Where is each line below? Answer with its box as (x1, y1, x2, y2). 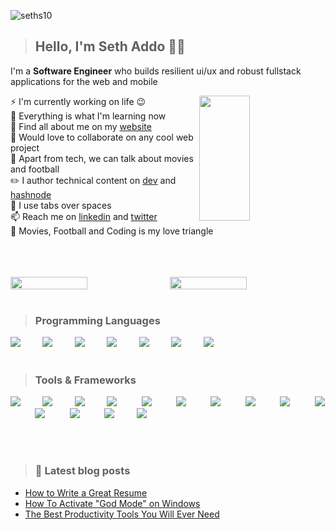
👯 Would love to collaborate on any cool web (10, 131, 194, 143)
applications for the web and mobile (10, 75, 158, 87)
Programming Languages (34, 313, 161, 327)
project (10, 141, 40, 154)
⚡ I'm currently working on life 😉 (10, 95, 147, 107)
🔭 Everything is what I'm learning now (10, 110, 167, 122)
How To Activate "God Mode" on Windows (24, 497, 201, 509)
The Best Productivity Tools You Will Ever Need (24, 508, 220, 520)
